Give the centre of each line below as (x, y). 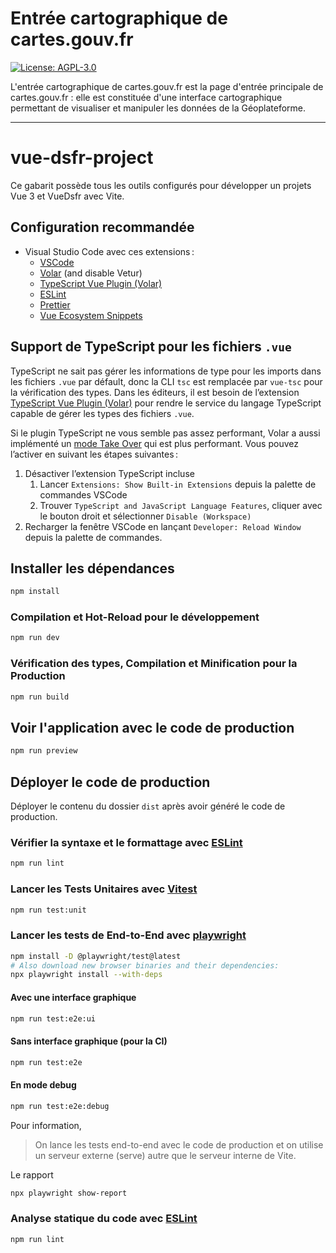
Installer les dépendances (92, 568)
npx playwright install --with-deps (86, 975)
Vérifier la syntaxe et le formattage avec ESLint (126, 842)
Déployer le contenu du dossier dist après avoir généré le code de (148, 806)
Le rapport (32, 1174)
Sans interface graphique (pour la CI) (89, 1041)
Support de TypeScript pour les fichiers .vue (151, 347)
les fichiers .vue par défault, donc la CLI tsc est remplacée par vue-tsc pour (166, 381)
